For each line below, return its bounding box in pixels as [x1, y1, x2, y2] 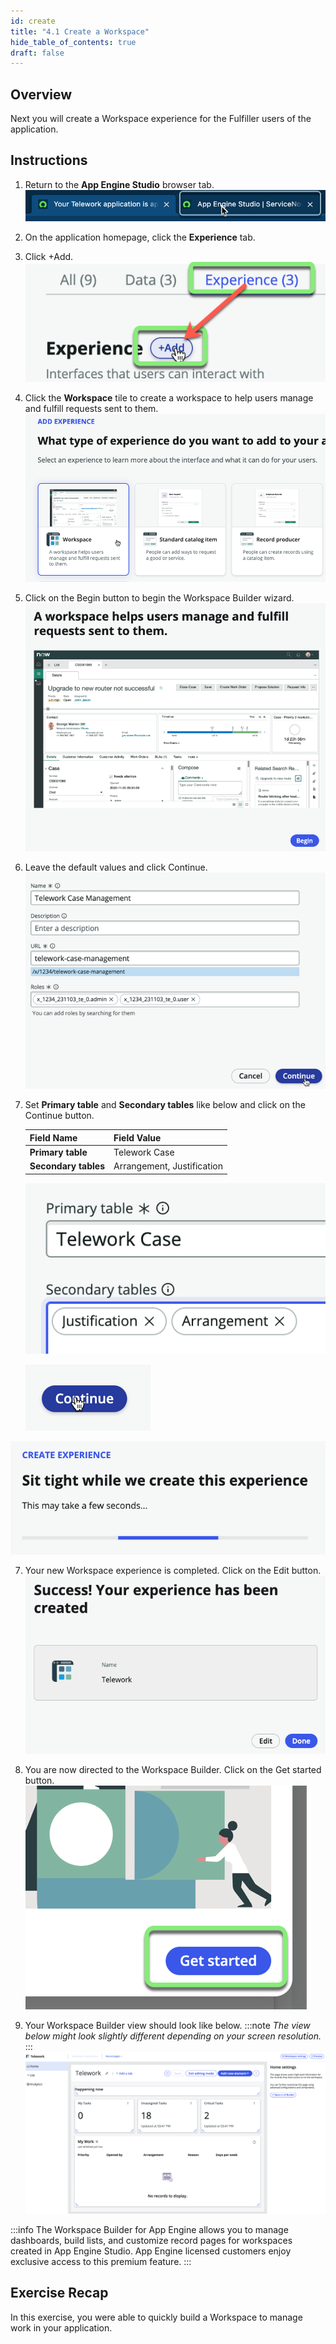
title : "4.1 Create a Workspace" [10, 26, 150, 37]
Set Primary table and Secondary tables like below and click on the [24, 1099, 306, 1111]
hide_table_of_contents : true [10, 37, 137, 47]
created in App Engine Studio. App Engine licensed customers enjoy [10, 2245, 292, 2257]
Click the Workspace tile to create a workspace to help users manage [24, 392, 314, 404]
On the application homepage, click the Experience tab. [24, 231, 256, 244]
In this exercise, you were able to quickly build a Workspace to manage [10, 2311, 303, 2323]
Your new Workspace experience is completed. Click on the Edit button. [24, 1565, 322, 1577]
